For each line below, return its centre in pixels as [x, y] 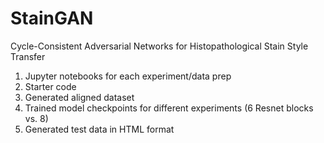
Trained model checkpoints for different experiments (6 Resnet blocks [169, 108]
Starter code [50, 86]
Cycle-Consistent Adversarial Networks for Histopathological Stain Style [159, 46]
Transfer [28, 56]
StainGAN [52, 18]
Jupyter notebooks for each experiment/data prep [128, 76]
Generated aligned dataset [79, 97]
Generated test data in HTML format [99, 129]
